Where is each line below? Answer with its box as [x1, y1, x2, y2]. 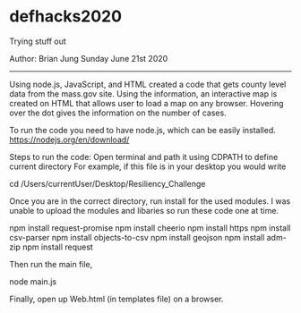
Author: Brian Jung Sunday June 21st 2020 [9, 53, 168, 63]
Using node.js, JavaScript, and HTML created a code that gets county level [9, 79, 287, 89]
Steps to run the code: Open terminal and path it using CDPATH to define [9, 151, 279, 162]
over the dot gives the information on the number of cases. [9, 107, 227, 118]
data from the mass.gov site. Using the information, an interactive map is [9, 88, 278, 99]
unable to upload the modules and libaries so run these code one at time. [9, 205, 279, 216]
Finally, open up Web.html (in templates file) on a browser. [9, 293, 224, 304]
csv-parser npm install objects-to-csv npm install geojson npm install [9, 232, 265, 242]
